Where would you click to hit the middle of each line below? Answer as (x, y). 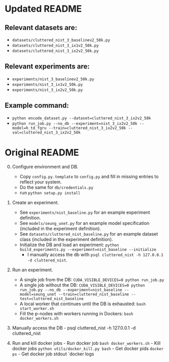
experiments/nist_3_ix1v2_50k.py (47, 84)
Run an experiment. (32, 270)
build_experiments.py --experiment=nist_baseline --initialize (88, 249)
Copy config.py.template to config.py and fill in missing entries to (89, 176)
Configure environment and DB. (45, 167)
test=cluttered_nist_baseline (52, 299)
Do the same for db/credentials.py (56, 187)
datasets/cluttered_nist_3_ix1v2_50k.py (55, 46)
